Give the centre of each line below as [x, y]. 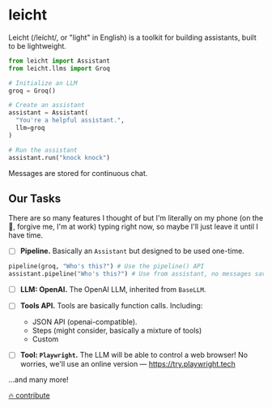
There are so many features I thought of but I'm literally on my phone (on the [136, 218]
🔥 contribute [29, 396]
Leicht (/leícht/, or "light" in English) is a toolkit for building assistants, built [132, 37]
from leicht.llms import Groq [59, 68]
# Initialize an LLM [43, 83]
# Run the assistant [43, 150]
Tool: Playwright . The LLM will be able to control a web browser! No [134, 355]
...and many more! [38, 380]
